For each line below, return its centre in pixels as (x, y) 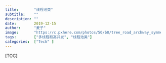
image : (12, 32)
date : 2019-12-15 (31, 23)
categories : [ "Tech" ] (30, 42)
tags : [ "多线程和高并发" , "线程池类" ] (49, 37)
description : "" (22, 19)
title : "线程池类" (29, 10)
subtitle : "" (22, 14)
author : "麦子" (25, 28)
